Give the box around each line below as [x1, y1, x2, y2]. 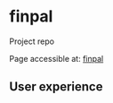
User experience [9, 79, 103, 95]
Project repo [9, 36, 55, 47]
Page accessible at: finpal [9, 53, 104, 64]
